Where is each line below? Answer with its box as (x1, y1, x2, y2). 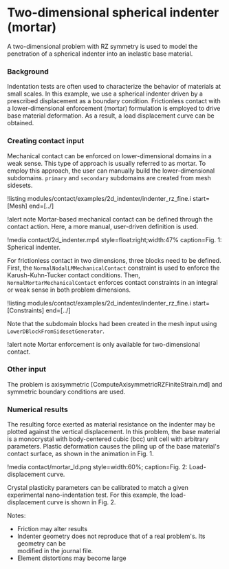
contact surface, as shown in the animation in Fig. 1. (7, 449, 154, 458)
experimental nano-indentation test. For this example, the (7, 491, 170, 500)
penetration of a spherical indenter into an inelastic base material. (7, 50, 193, 58)
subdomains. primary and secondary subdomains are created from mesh (7, 173, 211, 182)
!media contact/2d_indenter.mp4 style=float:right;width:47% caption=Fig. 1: (7, 235, 222, 244)
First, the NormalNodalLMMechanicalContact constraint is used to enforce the (7, 264, 220, 272)
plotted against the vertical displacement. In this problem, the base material (7, 428, 221, 436)
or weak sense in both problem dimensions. (7, 286, 131, 294)
